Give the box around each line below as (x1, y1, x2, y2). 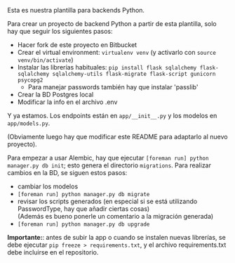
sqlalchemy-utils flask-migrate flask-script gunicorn (52, 70, 216, 77)
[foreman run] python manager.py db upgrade (17, 221, 150, 228)
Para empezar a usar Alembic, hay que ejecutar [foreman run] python (7, 154, 209, 162)
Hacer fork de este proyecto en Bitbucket (17, 41, 137, 49)
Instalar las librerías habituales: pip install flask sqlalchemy (17, 63, 197, 71)
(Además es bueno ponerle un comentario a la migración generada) (17, 212, 214, 220)
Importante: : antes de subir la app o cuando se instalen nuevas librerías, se (7, 233, 226, 241)
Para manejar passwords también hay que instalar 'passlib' (27, 83, 199, 91)
